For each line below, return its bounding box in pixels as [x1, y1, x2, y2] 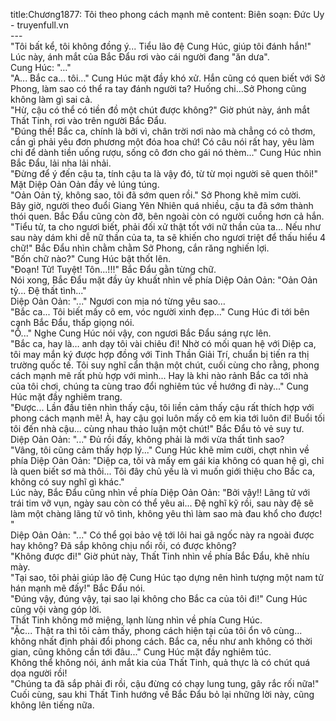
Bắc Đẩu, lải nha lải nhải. [10, 157, 112, 169]
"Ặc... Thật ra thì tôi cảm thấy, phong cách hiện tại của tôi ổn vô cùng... [10, 625, 303, 636]
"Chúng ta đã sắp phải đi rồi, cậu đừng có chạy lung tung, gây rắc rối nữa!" [10, 678, 320, 689]
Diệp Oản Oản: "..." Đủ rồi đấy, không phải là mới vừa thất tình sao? [10, 434, 285, 445]
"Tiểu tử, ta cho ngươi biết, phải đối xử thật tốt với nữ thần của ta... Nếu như [10, 221, 322, 233]
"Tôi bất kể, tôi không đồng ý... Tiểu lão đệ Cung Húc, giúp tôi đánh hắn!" [10, 40, 312, 52]
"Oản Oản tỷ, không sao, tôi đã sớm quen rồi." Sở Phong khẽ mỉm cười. [10, 189, 302, 201]
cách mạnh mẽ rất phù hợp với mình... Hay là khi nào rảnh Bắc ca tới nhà [10, 370, 309, 381]
